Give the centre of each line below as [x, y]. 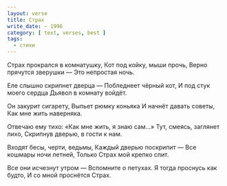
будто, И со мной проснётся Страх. [59, 175]
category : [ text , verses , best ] [57, 33]
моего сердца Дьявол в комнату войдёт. [67, 93]
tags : [15, 39]
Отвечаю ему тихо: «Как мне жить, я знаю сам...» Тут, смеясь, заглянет [113, 127]
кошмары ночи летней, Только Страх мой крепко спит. [88, 154]
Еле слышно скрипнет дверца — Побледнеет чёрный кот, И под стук [109, 85]
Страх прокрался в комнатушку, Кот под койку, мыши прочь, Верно [107, 65]
